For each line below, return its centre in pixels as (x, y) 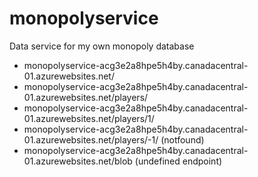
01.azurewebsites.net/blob (78, 161)
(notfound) (182, 139)
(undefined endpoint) (178, 161)
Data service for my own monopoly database (102, 46)
